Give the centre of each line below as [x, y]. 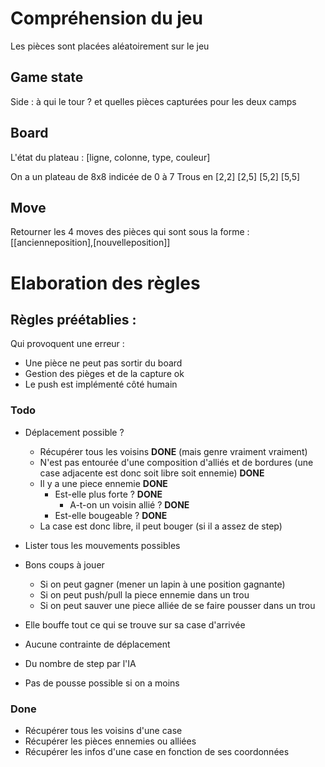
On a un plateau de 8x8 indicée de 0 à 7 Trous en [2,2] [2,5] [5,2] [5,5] [155, 176]
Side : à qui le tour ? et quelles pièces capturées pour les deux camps [153, 101]
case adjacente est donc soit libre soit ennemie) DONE [152, 473]
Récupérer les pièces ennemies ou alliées [110, 741]
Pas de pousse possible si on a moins [102, 683]
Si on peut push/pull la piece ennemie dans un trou [144, 594]
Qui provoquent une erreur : [67, 344]
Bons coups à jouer [64, 564]
